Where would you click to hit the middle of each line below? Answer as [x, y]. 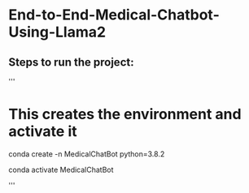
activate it [43, 132]
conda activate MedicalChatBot [61, 169]
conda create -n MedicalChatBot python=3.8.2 [87, 154]
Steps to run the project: [71, 62]
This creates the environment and [125, 114]
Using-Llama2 [57, 32]
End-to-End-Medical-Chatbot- [114, 15]
